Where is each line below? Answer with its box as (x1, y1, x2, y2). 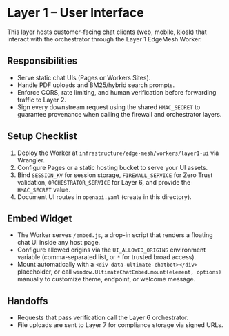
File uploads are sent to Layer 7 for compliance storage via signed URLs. (17, 321, 223, 329)
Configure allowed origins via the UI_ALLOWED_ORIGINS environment (17, 245, 206, 254)
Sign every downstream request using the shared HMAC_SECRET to (17, 102, 201, 111)
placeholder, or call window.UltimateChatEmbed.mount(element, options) (17, 268, 222, 276)
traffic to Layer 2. (17, 95, 67, 104)
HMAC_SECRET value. (17, 185, 71, 194)
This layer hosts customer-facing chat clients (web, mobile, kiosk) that (7, 28, 207, 36)
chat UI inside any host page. (17, 239, 101, 247)
